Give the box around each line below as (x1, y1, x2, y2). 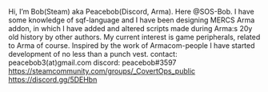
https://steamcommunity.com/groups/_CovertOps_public (8, 66, 196, 75)
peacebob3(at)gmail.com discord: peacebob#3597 (8, 58, 177, 67)
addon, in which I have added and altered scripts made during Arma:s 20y (8, 24, 253, 33)
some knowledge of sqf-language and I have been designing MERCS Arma (8, 15, 255, 25)
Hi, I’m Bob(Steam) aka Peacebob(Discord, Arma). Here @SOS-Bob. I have (8, 7, 254, 16)
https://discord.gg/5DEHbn (8, 75, 98, 84)
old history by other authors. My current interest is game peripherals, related (8, 32, 261, 42)
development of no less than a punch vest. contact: (8, 50, 178, 58)
